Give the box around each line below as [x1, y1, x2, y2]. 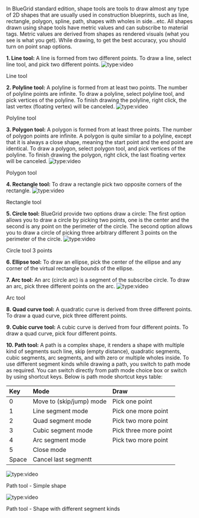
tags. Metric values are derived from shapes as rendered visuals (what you [6, 30, 189, 38]
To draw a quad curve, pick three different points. [6, 312, 128, 319]
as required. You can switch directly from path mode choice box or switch [6, 367, 187, 374]
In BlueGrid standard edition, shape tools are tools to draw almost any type [6, 5, 189, 12]
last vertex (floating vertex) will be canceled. [6, 103, 115, 110]
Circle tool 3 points [6, 247, 52, 254]
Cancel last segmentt [32, 455, 92, 463]
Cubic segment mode [32, 426, 93, 434]
